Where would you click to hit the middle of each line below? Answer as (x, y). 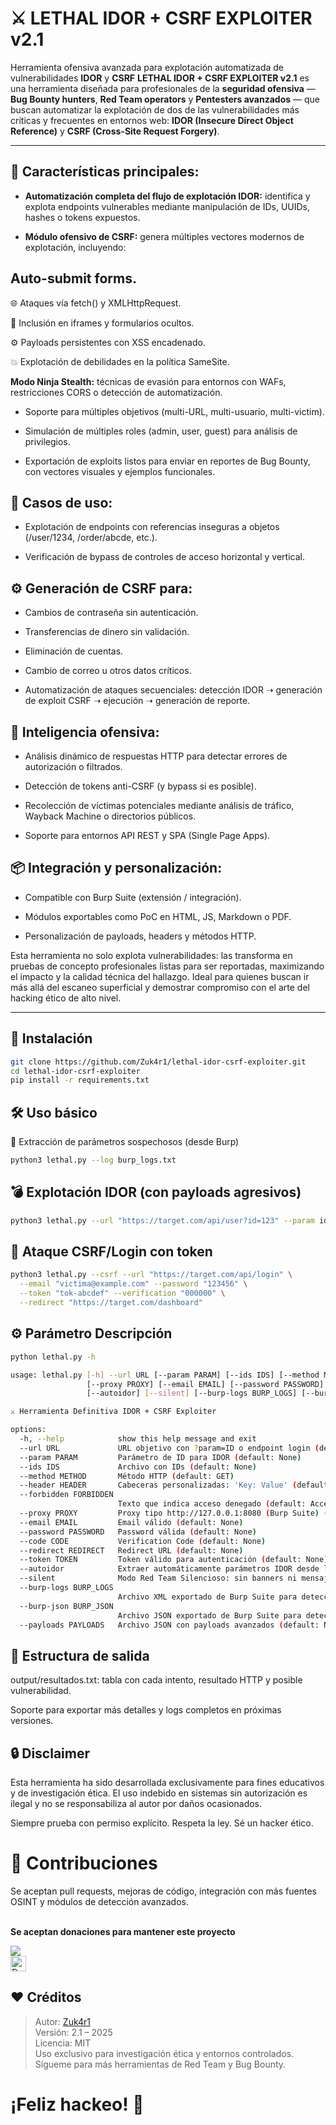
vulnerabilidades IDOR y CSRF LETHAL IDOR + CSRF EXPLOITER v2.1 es (160, 78)
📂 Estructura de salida (80, 1655)
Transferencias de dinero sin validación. (107, 632)
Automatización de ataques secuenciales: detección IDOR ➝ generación (173, 690)
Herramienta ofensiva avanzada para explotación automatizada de (147, 67)
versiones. (32, 1721)
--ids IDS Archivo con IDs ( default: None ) (138, 1467)
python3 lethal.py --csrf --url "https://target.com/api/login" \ (151, 1275)
